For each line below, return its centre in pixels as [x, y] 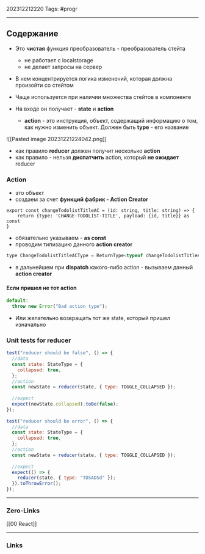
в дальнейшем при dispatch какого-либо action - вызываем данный [104, 267]
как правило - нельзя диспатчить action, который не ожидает [97, 157]
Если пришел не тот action [42, 288]
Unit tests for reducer [39, 340]
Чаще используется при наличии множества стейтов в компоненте [103, 97]
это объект [30, 193]
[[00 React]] [22, 524]
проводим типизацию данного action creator [74, 244]
